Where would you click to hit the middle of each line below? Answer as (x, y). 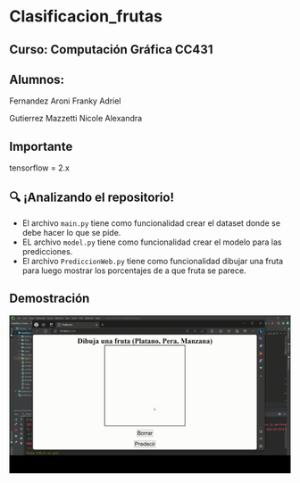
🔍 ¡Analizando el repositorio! (92, 197)
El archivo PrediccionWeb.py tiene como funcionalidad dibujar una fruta (153, 262)
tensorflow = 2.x (39, 168)
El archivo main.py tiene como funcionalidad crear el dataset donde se (151, 223)
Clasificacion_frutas (86, 17)
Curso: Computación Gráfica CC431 (111, 50)
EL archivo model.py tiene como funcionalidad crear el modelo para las (152, 242)
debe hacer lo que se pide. (71, 233)
